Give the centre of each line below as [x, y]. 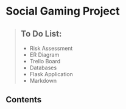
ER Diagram [44, 55]
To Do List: [41, 34]
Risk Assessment [51, 48]
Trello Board [45, 61]
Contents [24, 100]
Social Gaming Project [63, 11]
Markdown [43, 81]
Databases [43, 68]
